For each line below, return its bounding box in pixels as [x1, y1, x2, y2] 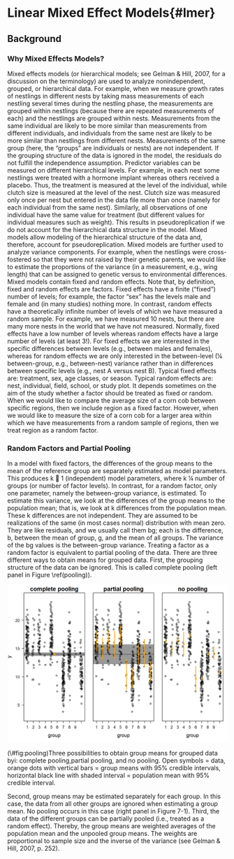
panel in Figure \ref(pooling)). [7, 571, 92, 579]
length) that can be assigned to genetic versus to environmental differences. [7, 270, 227, 278]
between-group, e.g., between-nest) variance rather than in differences [7, 359, 214, 368]
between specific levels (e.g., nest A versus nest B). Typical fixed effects [7, 366, 217, 375]
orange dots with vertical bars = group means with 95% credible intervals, [7, 763, 221, 772]
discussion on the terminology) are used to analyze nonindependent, [7, 77, 205, 85]
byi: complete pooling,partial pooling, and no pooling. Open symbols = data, [7, 756, 226, 765]
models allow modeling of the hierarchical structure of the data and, [7, 233, 203, 241]
